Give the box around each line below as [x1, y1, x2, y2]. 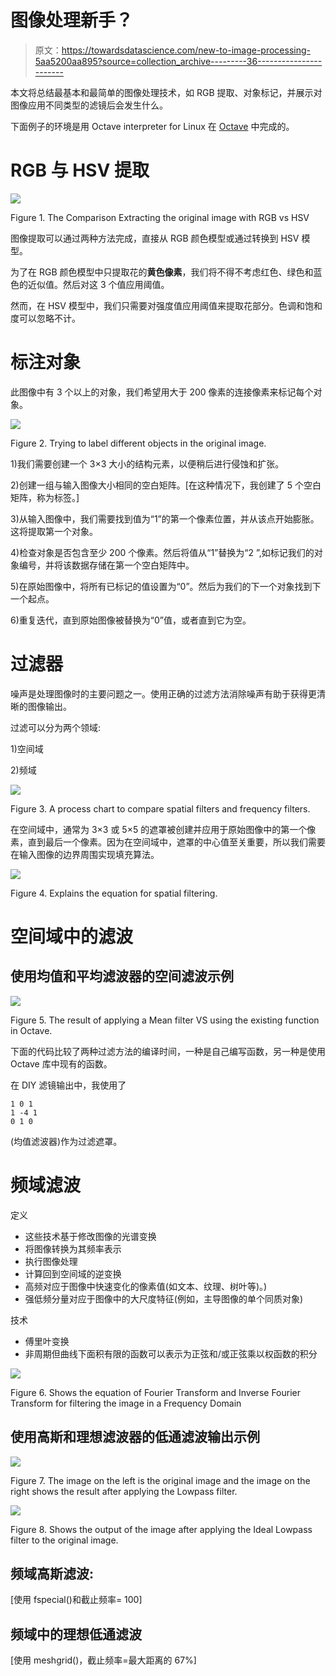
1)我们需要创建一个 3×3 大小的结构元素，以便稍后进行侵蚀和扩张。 [10, 457, 285, 470]
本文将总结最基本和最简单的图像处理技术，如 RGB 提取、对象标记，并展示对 [10, 86, 323, 98]
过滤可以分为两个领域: [10, 721, 102, 733]
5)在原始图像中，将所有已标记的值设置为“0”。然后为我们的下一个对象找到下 [10, 580, 322, 592]
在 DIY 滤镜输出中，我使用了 [10, 1079, 127, 1091]
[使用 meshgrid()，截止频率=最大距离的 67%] [10, 1654, 197, 1666]
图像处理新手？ [10, 9, 134, 32]
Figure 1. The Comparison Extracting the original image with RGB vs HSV [10, 211, 310, 223]
